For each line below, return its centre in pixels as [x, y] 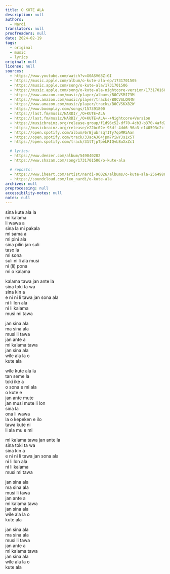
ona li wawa [18, 414]
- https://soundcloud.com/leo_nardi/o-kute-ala [61, 179]
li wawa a [15, 223]
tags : [11, 43]
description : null [25, 15]
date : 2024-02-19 [24, 39]
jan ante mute [19, 398]
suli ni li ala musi [22, 260]
